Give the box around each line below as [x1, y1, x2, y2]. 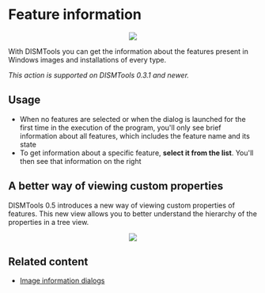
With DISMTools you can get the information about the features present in [8, 46, 249, 56]
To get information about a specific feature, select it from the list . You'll [19, 148, 254, 158]
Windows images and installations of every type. [8, 55, 167, 64]
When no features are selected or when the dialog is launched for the [19, 114, 247, 124]
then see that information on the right [19, 156, 142, 166]
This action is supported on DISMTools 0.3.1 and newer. [8, 70, 190, 80]
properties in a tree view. [8, 217, 89, 226]
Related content [8, 255, 89, 268]
